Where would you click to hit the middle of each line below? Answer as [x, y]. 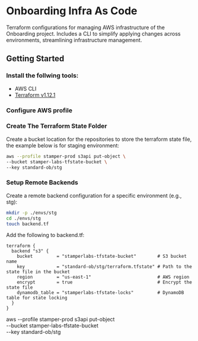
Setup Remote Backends [42, 182]
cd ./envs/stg [24, 218]
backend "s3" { [30, 251]
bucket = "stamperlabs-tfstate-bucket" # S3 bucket [102, 257]
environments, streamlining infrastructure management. [74, 40]
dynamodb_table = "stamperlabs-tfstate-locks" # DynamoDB [100, 293]
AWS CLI [25, 89]
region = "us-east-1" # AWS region [103, 277]
